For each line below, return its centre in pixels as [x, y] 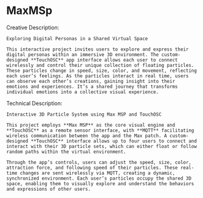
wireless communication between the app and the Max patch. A [87, 136]
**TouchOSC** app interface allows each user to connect [104, 60]
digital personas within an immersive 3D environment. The [83, 55]
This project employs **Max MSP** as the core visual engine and [91, 125]
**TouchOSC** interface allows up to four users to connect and [114, 141]
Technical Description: [34, 103]
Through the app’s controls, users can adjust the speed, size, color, [99, 162]
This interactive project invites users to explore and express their [98, 49]
